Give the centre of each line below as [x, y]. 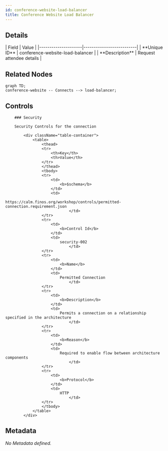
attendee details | [24, 58]
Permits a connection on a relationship [103, 313]
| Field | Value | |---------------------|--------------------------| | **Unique [84, 47]
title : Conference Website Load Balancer [50, 15]
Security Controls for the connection [55, 126]
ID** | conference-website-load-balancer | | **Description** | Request [80, 53]
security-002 [73, 242]
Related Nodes [29, 74]
